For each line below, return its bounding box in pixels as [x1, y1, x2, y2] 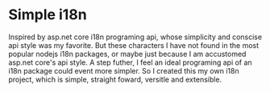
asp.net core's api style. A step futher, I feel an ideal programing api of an [8, 58, 252, 67]
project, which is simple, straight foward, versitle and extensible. [8, 74, 222, 84]
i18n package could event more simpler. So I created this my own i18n [8, 66, 239, 75]
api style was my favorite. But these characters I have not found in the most [8, 40, 260, 50]
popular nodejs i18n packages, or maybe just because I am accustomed [8, 49, 247, 58]
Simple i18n [8, 6, 87, 24]
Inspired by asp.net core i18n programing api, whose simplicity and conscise [8, 32, 263, 42]
